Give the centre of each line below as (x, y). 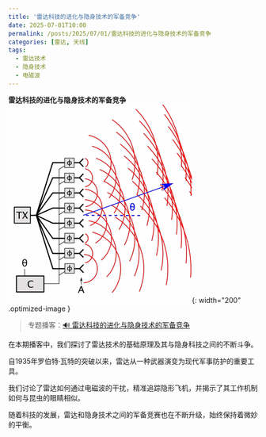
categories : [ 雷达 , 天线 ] (49, 42)
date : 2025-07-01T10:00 (47, 25)
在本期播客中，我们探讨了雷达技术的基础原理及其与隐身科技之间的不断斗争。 (133, 344)
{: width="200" (217, 300)
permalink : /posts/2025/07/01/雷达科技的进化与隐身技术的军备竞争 (110, 33)
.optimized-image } (40, 309)
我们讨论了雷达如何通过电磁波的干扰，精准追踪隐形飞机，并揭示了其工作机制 (133, 388)
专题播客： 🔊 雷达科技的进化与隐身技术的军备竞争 (108, 324)
